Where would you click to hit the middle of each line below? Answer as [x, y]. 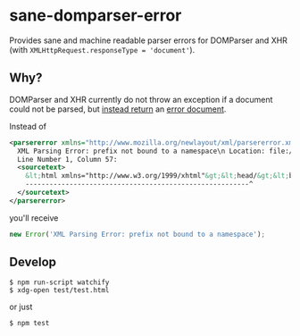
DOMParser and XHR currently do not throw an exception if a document [141, 99]
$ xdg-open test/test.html [59, 290]
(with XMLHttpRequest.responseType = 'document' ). [102, 49]
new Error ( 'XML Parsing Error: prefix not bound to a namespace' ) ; [137, 234]
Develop [33, 262]
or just [21, 307]
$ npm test [29, 323]
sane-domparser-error [96, 16]
